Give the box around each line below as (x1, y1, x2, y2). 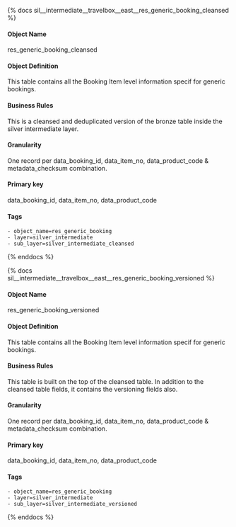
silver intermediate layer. (7, 124, 79, 133)
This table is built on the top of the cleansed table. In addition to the (7, 377, 204, 385)
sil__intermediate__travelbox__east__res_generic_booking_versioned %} (7, 274, 216, 283)
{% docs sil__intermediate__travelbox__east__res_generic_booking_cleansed (7, 6, 230, 14)
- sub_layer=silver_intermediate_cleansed (7, 240, 134, 247)
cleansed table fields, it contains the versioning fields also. (7, 385, 178, 393)
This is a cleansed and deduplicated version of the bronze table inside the (7, 117, 223, 125)
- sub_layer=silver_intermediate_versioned (7, 501, 138, 508)
